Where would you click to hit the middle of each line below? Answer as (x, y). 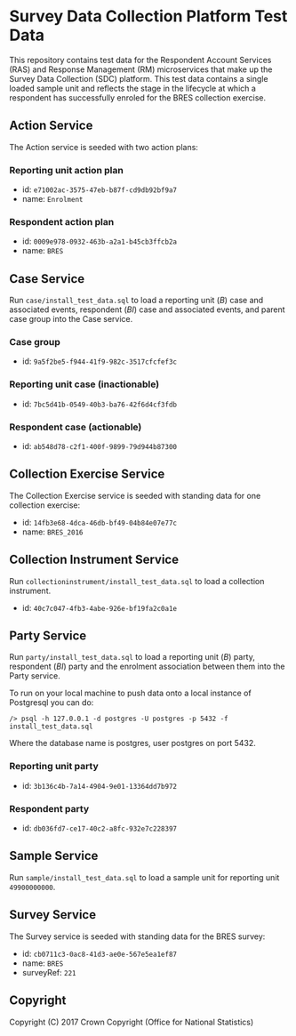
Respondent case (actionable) (76, 427)
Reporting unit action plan (67, 170)
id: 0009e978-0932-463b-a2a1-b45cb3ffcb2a (100, 241)
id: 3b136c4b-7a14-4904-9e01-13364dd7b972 (100, 785)
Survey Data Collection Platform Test (148, 16)
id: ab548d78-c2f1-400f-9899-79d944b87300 (100, 446)
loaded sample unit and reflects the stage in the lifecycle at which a (132, 88)
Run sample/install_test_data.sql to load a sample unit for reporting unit (144, 877)
